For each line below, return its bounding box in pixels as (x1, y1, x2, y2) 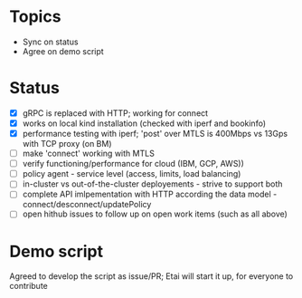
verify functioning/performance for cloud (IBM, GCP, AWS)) (22, 159, 244, 169)
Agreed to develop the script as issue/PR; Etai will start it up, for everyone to (9, 271, 294, 282)
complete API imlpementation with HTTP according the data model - (22, 188, 278, 200)
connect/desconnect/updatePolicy (22, 199, 152, 210)
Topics (9, 6, 61, 27)
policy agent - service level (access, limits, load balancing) (22, 168, 241, 179)
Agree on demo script (22, 45, 104, 56)
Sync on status (22, 36, 79, 47)
